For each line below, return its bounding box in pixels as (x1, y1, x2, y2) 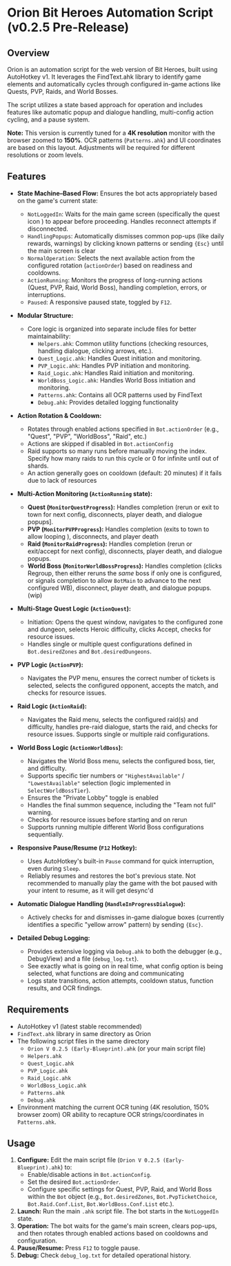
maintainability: (27, 332, 71, 340)
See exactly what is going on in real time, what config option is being (27, 961, 223, 970)
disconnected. (27, 224, 69, 233)
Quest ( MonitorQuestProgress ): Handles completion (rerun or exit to (27, 503, 219, 511)
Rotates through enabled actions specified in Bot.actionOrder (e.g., (27, 425, 219, 433)
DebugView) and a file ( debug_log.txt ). (27, 955, 139, 963)
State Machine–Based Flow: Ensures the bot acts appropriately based (17, 189, 217, 198)
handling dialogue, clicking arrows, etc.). (37, 347, 154, 355)
